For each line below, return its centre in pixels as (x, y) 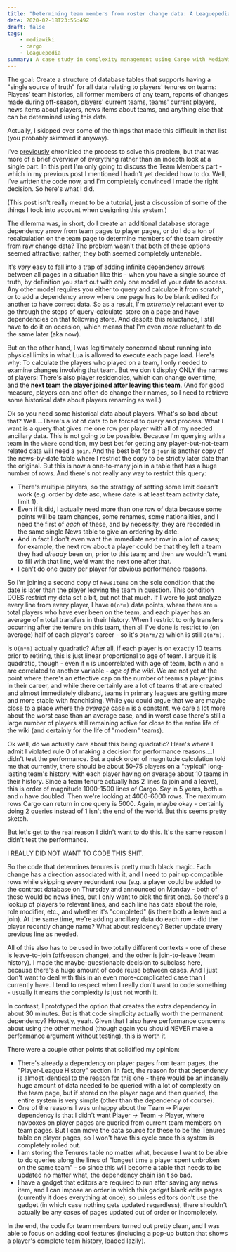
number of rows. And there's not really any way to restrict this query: (107, 473)
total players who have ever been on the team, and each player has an (109, 612)
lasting (17, 774)
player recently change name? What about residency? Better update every (115, 926)
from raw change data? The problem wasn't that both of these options (109, 246)
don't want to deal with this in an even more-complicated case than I (106, 977)
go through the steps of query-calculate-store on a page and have (103, 311)
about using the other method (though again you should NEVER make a (110, 1028)
